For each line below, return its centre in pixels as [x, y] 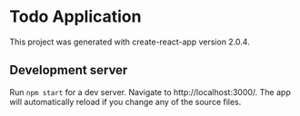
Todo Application [75, 17]
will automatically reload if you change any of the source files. [125, 101]
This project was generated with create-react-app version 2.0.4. [130, 42]
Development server [69, 70]
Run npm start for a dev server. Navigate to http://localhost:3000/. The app [150, 92]
